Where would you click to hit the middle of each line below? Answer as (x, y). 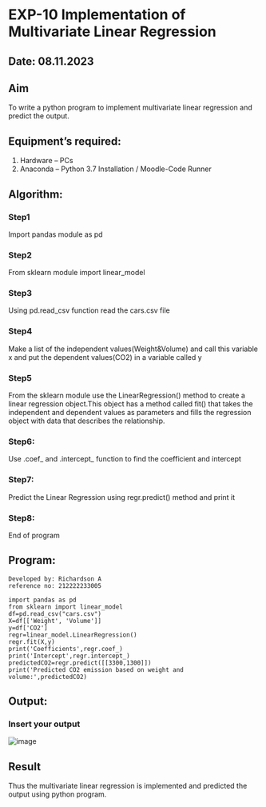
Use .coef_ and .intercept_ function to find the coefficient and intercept (125, 459)
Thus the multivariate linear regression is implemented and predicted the (128, 786)
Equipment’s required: (65, 141)
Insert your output (44, 724)
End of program (34, 535)
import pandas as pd (43, 600)
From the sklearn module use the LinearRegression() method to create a (127, 396)
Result (25, 767)
